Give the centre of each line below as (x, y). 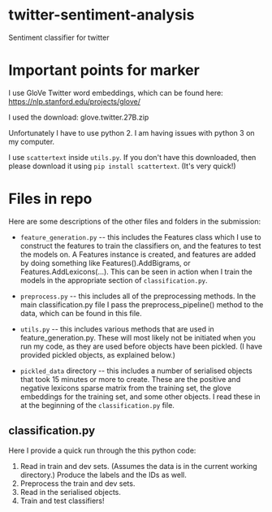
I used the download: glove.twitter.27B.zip (79, 117)
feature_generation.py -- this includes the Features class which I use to (140, 236)
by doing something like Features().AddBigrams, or (105, 263)
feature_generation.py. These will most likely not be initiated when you (138, 337)
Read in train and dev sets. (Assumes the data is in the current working (138, 466)
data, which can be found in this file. (81, 313)
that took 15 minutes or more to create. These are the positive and (130, 379)
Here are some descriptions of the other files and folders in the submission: (135, 221)
